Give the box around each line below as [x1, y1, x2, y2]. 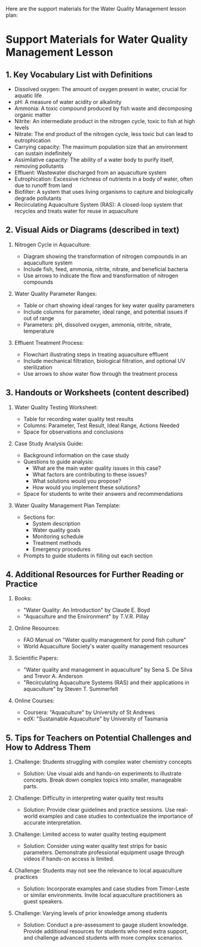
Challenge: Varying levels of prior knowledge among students [14, 910, 168, 917]
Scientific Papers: [14, 655, 58, 662]
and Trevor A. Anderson [23, 673, 83, 680]
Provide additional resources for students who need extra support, [23, 928, 188, 935]
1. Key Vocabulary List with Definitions [5, 69, 153, 80]
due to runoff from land [14, 182, 73, 189]
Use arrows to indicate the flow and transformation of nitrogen [23, 272, 179, 279]
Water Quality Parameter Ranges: [14, 290, 97, 297]
